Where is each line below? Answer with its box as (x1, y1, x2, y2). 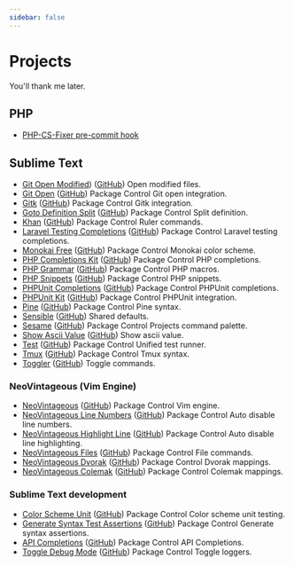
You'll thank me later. (9, 81, 86, 91)
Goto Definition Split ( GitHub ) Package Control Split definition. (21, 208, 248, 218)
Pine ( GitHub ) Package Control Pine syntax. (21, 302, 182, 312)
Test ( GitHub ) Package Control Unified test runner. (21, 339, 206, 350)
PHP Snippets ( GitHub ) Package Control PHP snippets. (21, 273, 222, 284)
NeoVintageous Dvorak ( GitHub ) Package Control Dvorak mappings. (21, 457, 272, 468)
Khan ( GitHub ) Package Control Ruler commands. (21, 216, 204, 227)
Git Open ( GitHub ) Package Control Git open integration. (21, 188, 228, 200)
